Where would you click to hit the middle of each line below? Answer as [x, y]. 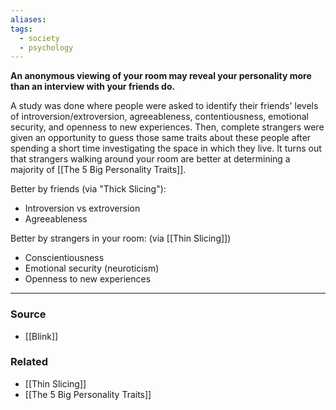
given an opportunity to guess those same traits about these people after [161, 138]
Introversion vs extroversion [82, 208]
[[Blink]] [41, 336]
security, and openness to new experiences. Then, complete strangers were [167, 127]
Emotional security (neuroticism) [92, 268]
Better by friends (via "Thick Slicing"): [88, 189]
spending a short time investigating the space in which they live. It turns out [166, 148]
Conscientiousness [64, 258]
